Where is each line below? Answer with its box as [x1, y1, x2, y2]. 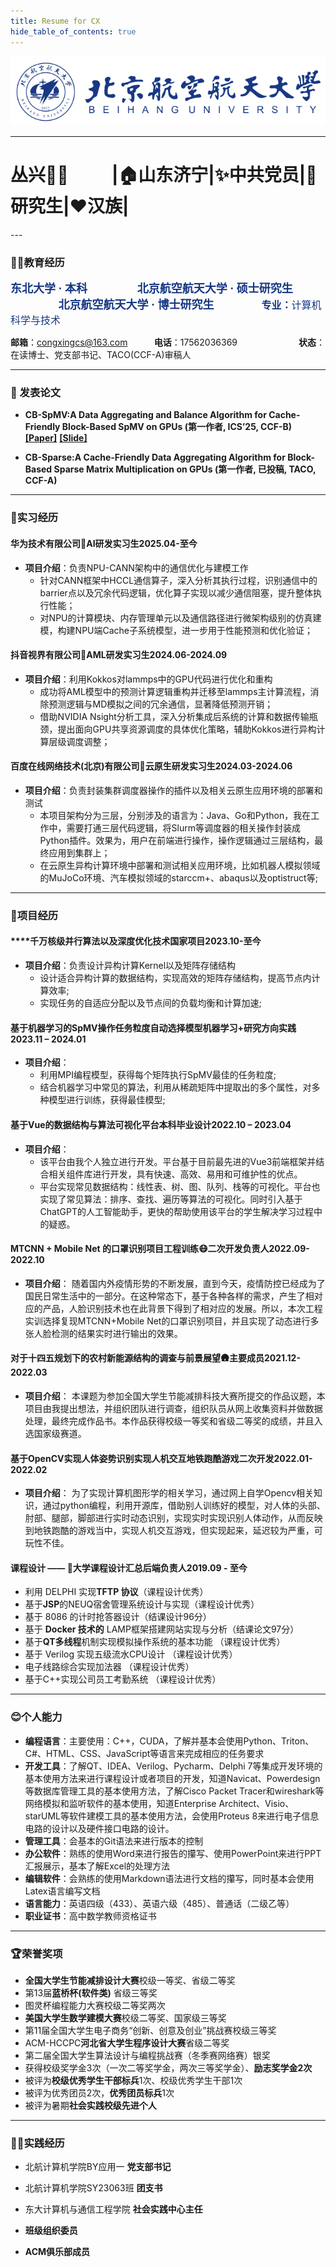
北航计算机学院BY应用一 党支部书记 [24, 2161, 172, 2173]
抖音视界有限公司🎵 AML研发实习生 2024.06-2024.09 [10, 649, 228, 661]
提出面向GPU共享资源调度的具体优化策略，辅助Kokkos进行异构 [57, 723, 317, 735]
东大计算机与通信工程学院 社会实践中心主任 [24, 2203, 203, 2215]
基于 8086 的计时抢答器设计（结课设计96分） [24, 1611, 212, 1623]
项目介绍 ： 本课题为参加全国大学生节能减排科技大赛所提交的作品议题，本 [24, 1390, 326, 1402]
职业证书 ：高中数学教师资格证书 [24, 1910, 157, 1922]
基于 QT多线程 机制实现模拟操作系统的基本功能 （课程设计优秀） [24, 1636, 286, 1648]
